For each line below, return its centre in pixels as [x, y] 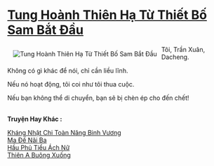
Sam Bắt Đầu [46, 30]
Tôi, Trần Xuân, [183, 49]
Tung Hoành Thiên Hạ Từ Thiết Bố [107, 15]
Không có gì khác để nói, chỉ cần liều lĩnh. [68, 70]
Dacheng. [175, 57]
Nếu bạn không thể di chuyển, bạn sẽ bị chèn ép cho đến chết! [98, 98]
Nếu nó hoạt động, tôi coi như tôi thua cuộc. [71, 84]
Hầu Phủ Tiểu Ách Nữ [39, 147]
